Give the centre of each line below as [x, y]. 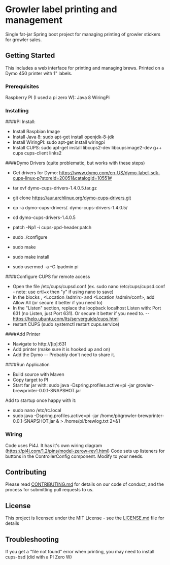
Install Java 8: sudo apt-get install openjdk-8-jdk [63, 137]
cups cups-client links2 [37, 153]
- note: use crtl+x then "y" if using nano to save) [63, 292]
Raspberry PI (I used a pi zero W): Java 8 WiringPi [58, 98]
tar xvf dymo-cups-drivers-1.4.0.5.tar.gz [55, 188]
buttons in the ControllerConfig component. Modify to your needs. [74, 456]
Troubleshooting [32, 539]
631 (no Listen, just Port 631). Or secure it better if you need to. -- [81, 313]
